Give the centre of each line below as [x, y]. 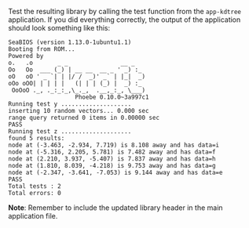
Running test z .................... [70, 132]
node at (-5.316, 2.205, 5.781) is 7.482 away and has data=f [112, 152]
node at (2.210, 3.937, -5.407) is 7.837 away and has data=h [112, 159]
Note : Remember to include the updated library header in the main [115, 208]
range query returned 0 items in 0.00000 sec [84, 118]
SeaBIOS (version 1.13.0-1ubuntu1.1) [70, 42]
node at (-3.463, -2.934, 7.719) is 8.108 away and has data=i [114, 145]
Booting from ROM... [42, 49]
